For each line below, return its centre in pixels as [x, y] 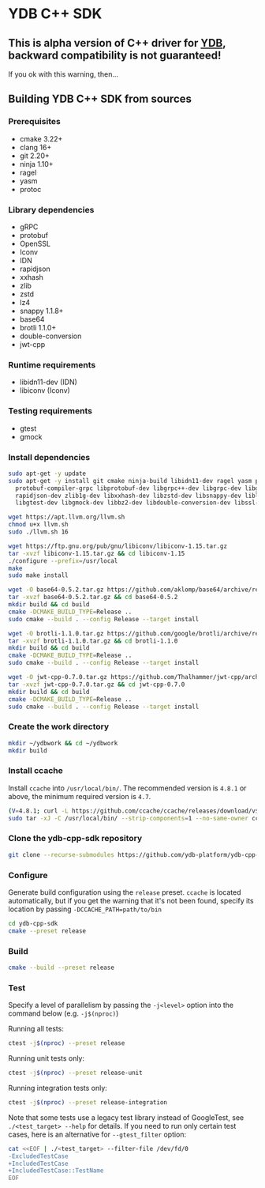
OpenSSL [35, 243]
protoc [30, 189]
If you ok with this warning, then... [63, 74]
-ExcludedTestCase [38, 1156]
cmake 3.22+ [41, 138]
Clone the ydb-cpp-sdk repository [75, 839]
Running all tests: [36, 1029]
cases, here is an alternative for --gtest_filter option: [97, 1134]
